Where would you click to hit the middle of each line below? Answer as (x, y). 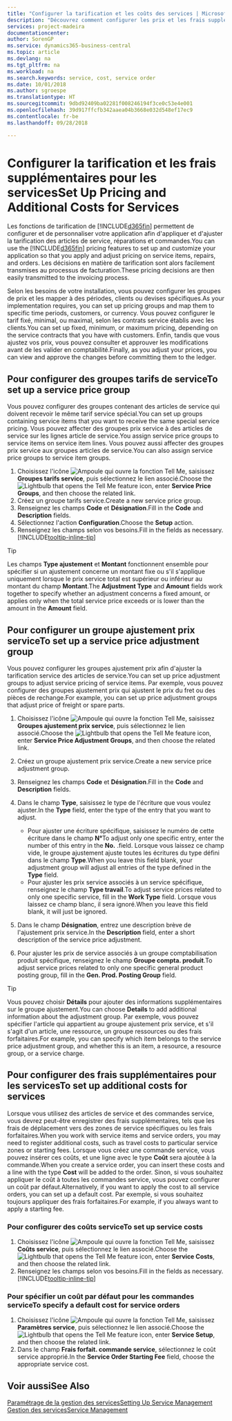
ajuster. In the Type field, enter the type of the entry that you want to (114, 810)
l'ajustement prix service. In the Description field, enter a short (106, 932)
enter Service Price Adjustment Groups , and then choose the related (116, 741)
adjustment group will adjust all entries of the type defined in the (119, 868)
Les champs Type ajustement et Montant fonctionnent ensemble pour (108, 564)
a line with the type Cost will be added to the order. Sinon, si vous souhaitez (115, 1172)
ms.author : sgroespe (37, 91)
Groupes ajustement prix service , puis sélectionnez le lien (101, 726)
